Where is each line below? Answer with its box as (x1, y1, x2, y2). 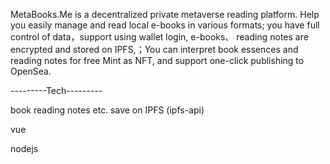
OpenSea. (10, 65, 52, 77)
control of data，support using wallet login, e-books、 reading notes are (10, 31, 309, 43)
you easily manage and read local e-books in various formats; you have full (10, 19, 320, 31)
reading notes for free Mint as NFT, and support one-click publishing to (10, 55, 305, 66)
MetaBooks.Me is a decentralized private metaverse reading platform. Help (10, 9, 320, 20)
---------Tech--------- (10, 85, 103, 96)
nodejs (10, 143, 39, 154)
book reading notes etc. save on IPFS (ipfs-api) (10, 104, 205, 116)
